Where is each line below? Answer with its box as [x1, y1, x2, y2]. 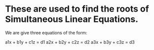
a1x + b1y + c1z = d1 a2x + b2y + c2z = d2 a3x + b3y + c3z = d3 [5, 39, 135, 45]
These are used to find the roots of [5, 3, 149, 15]
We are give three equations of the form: [5, 30, 88, 35]
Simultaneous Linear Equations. [5, 14, 139, 25]
